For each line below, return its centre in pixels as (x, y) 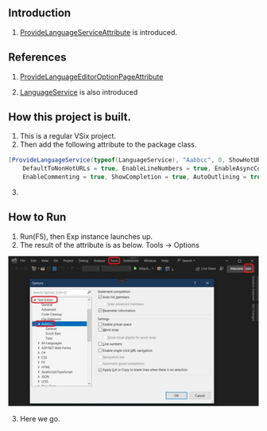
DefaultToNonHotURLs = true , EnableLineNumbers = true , (117, 169)
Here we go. (40, 419)
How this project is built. (70, 118)
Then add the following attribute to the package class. (108, 145)
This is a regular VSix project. (68, 136)
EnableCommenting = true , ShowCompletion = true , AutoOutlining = (135, 177)
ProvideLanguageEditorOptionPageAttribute (91, 76)
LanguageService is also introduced (79, 92)
